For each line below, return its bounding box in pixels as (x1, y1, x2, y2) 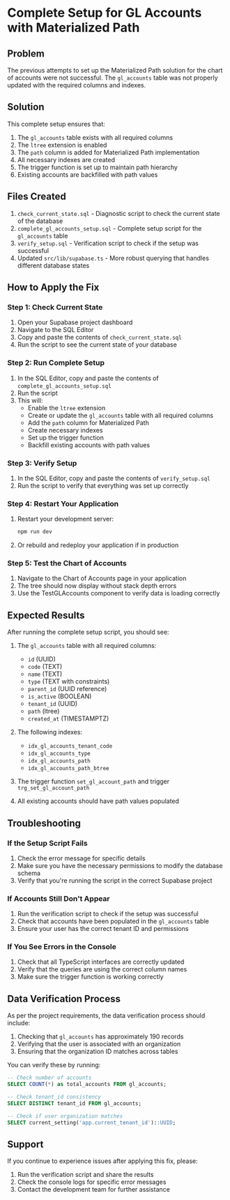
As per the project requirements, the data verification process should (7, 1011, 206, 1020)
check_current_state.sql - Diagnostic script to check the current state (17, 209, 220, 217)
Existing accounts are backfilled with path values (17, 170, 158, 179)
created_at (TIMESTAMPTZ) (27, 714, 109, 723)
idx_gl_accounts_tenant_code (27, 743, 113, 750)
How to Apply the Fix (7, 282, 100, 294)
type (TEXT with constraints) (27, 677, 110, 686)
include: (7, 1019, 31, 1027)
